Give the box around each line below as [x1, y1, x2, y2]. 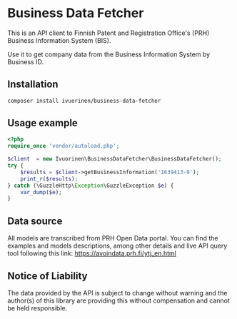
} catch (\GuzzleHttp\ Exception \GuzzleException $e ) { [7, 182, 174, 189]
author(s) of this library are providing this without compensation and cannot [7, 296, 230, 305]
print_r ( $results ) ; [20, 175, 79, 183]
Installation [7, 79, 59, 91]
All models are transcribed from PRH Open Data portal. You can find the [7, 234, 219, 243]
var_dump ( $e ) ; [20, 188, 62, 196]
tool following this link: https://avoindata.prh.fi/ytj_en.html [7, 249, 176, 258]
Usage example [7, 117, 79, 129]
